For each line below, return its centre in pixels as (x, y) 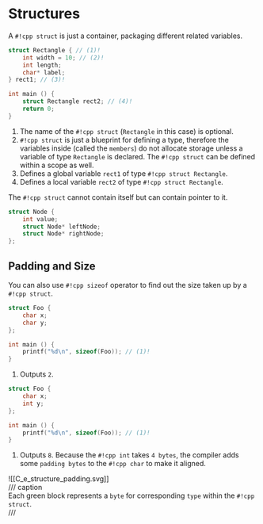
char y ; (35, 323)
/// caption (25, 488)
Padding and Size (52, 266)
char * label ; (44, 72)
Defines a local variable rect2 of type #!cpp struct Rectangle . (121, 182)
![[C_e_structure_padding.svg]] (59, 479)
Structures (44, 14)
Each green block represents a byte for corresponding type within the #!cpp (131, 495)
